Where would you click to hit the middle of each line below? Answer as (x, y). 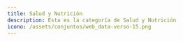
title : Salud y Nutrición (45, 14)
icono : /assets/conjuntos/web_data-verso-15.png (79, 26)
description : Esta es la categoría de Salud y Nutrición (92, 20)
